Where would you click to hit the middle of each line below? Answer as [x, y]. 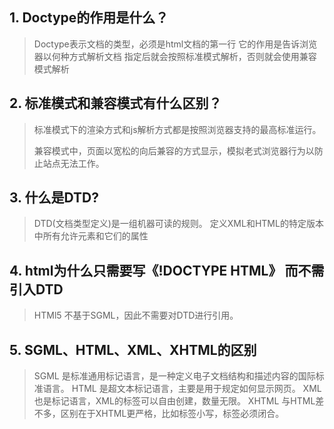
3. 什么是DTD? [54, 198]
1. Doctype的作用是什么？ [89, 18]
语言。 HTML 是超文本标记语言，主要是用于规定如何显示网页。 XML [182, 389]
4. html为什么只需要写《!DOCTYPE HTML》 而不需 [167, 270]
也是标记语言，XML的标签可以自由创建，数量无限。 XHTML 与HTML [174, 401]
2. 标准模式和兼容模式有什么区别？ [115, 103]
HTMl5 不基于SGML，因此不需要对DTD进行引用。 [136, 315]
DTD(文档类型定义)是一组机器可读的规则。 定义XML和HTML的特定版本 [178, 224]
